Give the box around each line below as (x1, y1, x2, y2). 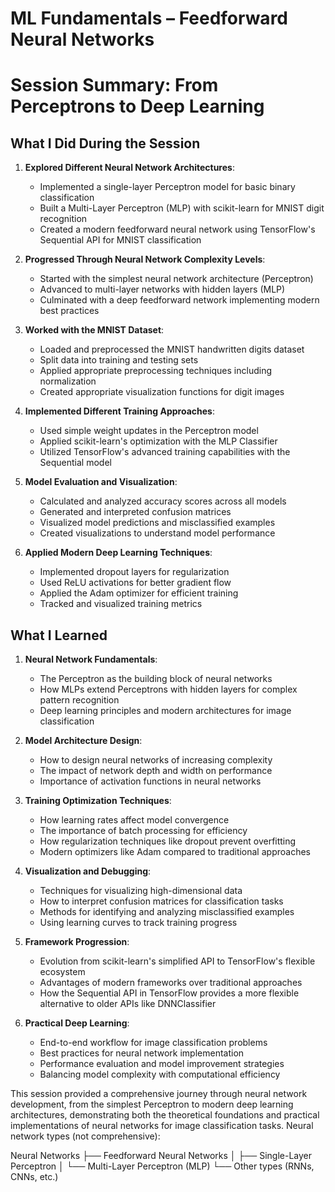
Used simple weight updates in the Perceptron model (39, 425, 259, 437)
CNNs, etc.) (10, 1171, 59, 1182)
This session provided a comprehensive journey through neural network (10, 1088, 308, 1099)
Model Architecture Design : (24, 735, 143, 746)
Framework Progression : (24, 936, 130, 947)
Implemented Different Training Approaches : (24, 405, 215, 417)
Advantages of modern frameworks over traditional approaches (39, 977, 303, 988)
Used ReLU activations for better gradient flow (39, 577, 232, 589)
